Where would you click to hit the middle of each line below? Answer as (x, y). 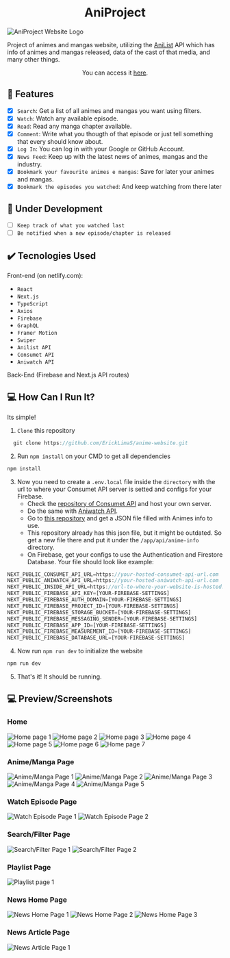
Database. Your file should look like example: (90, 562)
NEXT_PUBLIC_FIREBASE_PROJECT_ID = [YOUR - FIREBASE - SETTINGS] (93, 606)
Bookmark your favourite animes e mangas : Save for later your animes (115, 172)
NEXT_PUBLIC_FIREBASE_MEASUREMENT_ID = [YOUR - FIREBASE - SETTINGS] (99, 631)
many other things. (34, 59)
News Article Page (39, 933)
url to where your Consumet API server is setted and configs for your (114, 489)
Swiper (26, 340)
